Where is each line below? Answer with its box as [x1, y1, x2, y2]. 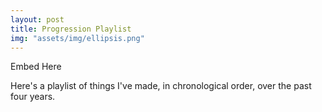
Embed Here [10, 61, 62, 73]
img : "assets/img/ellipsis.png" [10, 33, 145, 43]
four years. [10, 91, 56, 103]
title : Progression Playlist [10, 24, 132, 34]
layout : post [10, 14, 65, 25]
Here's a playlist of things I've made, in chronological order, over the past [10, 80, 312, 92]
